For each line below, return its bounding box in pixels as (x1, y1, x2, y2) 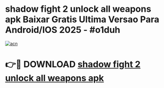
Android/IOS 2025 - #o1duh (5, 25, 120, 35)
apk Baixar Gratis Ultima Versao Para (5, 14, 160, 25)
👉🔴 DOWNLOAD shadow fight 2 (5, 59, 141, 70)
